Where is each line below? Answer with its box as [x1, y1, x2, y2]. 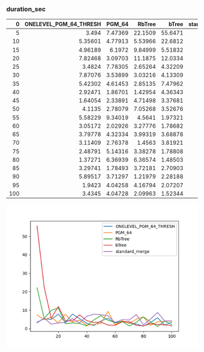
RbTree [137, 20, 156, 27]
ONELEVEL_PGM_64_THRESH [24, 20, 101, 27]
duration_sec [6, 5, 46, 13]
